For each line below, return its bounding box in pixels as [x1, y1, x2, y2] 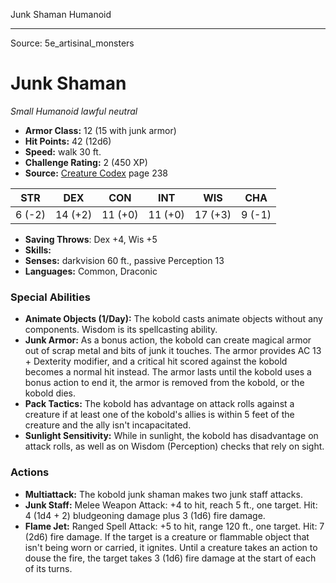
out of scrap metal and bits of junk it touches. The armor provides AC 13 [24, 345, 322, 357]
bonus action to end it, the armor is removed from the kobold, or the [24, 377, 305, 389]
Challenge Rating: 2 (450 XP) [24, 156, 148, 168]
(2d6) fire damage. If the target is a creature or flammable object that [24, 530, 310, 543]
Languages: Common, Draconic [24, 265, 158, 277]
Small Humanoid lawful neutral [10, 105, 138, 117]
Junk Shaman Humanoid [10, 9, 112, 20]
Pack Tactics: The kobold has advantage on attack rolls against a [24, 398, 295, 410]
